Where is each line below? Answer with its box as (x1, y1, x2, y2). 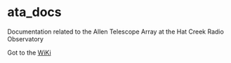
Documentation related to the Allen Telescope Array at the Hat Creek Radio (7, 27, 225, 36)
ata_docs (7, 4, 62, 20)
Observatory (7, 34, 44, 43)
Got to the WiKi (7, 48, 51, 57)
